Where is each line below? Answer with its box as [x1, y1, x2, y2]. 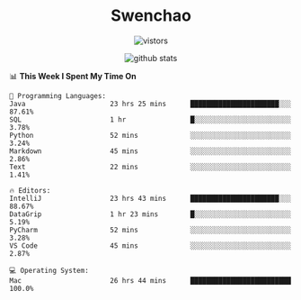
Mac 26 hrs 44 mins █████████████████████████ [9, 276, 292, 285]
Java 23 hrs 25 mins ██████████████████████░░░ [9, 99, 292, 108]
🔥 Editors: [9, 186, 51, 195]
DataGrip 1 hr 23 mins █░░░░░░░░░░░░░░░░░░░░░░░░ [9, 209, 292, 219]
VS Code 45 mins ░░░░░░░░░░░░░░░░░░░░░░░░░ [9, 241, 292, 250]
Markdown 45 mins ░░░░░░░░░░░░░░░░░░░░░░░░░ [9, 146, 292, 156]
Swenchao [111, 5, 191, 26]
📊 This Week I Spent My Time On [9, 70, 137, 81]
